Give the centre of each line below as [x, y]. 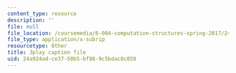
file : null [23, 26]
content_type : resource [42, 14]
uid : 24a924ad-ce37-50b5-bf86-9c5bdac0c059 [72, 59]
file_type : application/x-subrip [56, 40]
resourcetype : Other [38, 46]
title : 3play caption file [47, 53]
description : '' [31, 20]
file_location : [29, 33]
